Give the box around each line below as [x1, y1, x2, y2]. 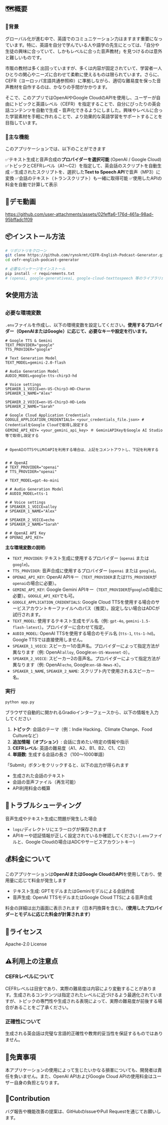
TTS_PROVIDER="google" [5, 347, 52, 352]
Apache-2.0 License [5, 941, 47, 947]
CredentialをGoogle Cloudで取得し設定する [5, 422, 88, 427]
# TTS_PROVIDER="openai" [5, 469, 57, 474]
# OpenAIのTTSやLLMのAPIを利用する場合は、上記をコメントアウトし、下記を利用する [5, 447, 159, 452]
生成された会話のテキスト [12, 772, 65, 778]
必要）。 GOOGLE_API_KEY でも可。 [12, 592, 77, 598]
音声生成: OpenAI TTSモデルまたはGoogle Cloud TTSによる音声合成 [12, 894, 152, 900]
